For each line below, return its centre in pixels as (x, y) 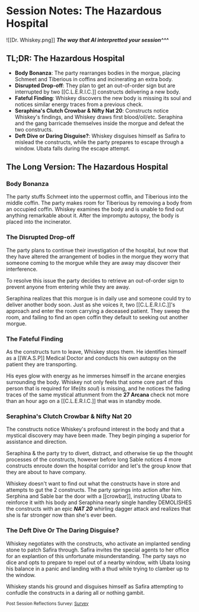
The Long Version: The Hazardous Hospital (87, 167)
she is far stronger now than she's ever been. (62, 515)
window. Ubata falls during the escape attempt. (72, 148)
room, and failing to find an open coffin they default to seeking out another (97, 317)
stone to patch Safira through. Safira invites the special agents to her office (98, 550)
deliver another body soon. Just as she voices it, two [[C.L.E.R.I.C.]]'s (91, 305)
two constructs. (34, 129)
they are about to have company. (46, 472)
